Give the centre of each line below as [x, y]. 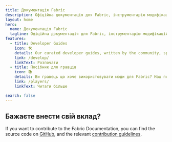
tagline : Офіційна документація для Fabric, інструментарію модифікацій [89, 34]
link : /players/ [32, 82]
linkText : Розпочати [36, 63]
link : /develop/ [32, 58]
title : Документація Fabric [35, 10]
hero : [11, 24]
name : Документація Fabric [39, 29]
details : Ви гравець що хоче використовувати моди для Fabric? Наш [88, 77]
